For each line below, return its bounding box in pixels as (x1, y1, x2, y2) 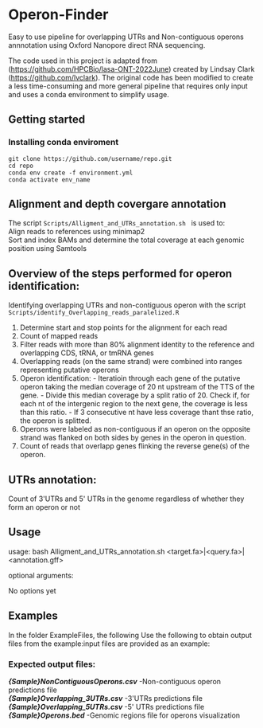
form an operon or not (8, 503, 81, 512)
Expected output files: (8, 659, 96, 670)
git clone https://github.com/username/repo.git (8, 155, 172, 162)
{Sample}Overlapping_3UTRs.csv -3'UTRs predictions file (8, 693, 203, 703)
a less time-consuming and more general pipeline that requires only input (8, 81, 248, 91)
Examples (8, 609, 58, 623)
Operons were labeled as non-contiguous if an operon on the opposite (19, 425, 251, 434)
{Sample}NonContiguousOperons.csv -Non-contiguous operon (8, 676, 221, 686)
